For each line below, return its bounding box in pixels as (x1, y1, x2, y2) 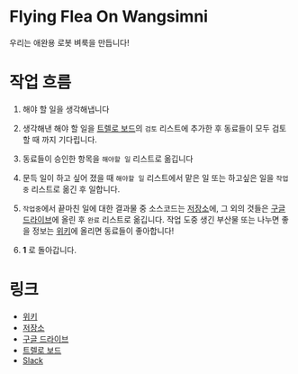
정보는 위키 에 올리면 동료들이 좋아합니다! (32, 225, 175, 236)
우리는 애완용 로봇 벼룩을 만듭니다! (9, 37, 130, 48)
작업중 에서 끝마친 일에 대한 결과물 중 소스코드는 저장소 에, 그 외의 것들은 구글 (22, 203, 286, 214)
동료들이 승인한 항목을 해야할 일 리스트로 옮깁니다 (22, 153, 194, 164)
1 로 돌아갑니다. (22, 244, 77, 255)
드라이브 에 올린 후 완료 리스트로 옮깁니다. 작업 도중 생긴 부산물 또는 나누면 (22, 214, 280, 224)
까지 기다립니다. (41, 133, 97, 145)
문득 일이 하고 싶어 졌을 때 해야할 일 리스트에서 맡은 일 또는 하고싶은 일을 (22, 172, 275, 183)
